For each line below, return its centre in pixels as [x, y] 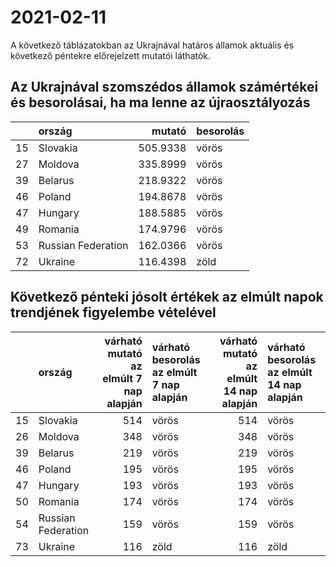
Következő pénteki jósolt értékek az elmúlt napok [167, 297]
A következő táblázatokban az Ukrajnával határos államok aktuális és [152, 45]
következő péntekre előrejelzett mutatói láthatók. [111, 55]
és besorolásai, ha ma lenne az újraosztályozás [160, 102]
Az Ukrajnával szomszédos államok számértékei [164, 87]
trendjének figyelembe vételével [113, 312]
